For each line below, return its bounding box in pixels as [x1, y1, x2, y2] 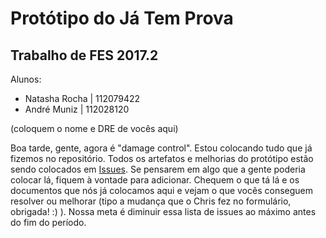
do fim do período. [10, 217, 87, 228]
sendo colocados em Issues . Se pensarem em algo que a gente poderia [10, 163, 306, 175]
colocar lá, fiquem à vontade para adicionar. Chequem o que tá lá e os [10, 174, 300, 186]
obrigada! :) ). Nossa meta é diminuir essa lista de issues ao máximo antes [10, 206, 317, 217]
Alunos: [10, 73, 42, 85]
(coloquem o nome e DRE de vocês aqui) [10, 123, 179, 134]
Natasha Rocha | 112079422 [24, 93, 141, 104]
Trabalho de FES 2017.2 [10, 47, 159, 64]
